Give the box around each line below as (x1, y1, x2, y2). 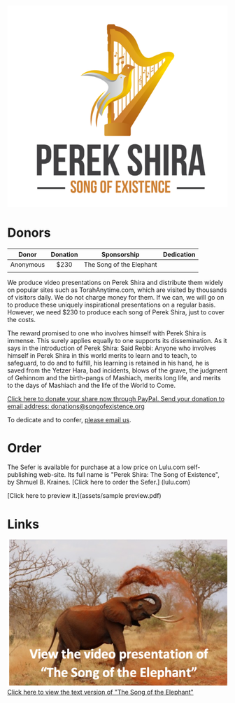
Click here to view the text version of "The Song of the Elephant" (7, 688, 194, 696)
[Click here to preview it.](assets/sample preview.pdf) (7, 492, 162, 500)
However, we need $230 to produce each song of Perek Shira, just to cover (7, 307, 225, 316)
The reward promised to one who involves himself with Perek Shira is (7, 328, 206, 337)
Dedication (163, 250, 196, 258)
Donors (7, 225, 51, 241)
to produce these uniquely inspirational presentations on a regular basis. (7, 300, 216, 309)
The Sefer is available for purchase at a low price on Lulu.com (7, 463, 186, 471)
